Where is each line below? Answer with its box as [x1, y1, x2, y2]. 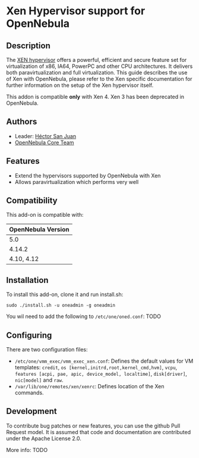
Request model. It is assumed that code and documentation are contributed [6, 428, 191, 435]
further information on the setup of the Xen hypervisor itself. [6, 82, 154, 89]
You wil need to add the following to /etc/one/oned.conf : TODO [6, 313, 162, 320]
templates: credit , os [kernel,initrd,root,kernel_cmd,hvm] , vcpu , [14, 364, 178, 371]
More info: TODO [6, 446, 48, 453]
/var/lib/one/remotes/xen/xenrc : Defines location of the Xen [14, 383, 165, 390]
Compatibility [6, 195, 58, 206]
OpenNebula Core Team [14, 139, 74, 146]
